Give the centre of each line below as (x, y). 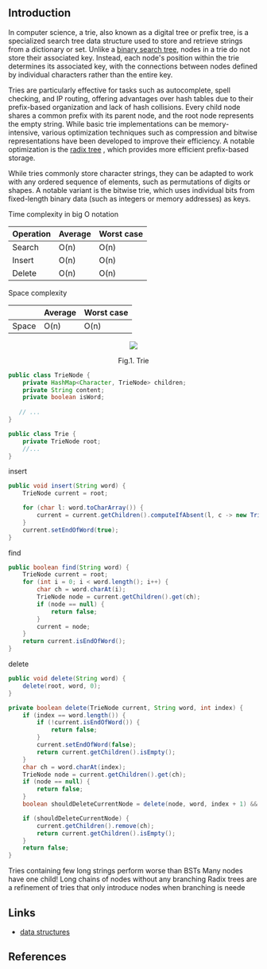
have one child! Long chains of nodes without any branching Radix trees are (133, 879)
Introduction (40, 13)
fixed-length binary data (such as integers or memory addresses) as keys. (130, 198)
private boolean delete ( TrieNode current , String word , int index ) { (126, 708)
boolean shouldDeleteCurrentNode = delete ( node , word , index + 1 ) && (140, 804)
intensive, (24, 132)
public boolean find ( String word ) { (69, 567)
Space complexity (38, 292)
